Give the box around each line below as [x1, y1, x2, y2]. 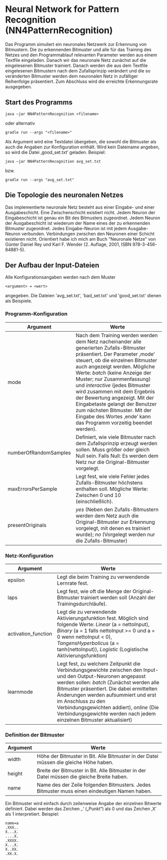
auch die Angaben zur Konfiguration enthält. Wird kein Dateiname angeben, [5, 144, 160, 150]
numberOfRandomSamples [7, 449, 71, 456]
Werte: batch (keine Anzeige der [76, 369, 152, 376]
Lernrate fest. [57, 579, 88, 586]
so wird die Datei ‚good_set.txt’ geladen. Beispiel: [5, 149, 106, 155]
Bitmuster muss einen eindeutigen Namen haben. [37, 788, 152, 795]
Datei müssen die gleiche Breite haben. [37, 773, 128, 780]
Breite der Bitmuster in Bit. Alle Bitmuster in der [37, 767, 147, 774]
